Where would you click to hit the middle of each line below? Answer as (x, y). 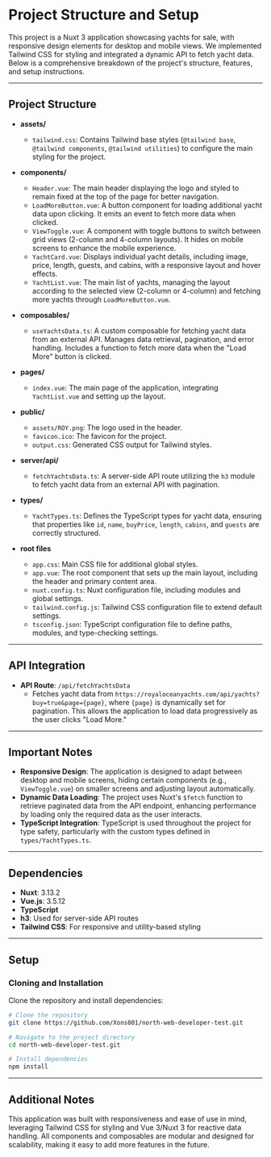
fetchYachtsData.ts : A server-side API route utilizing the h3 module (144, 476)
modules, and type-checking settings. (95, 633)
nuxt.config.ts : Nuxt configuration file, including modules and (136, 590)
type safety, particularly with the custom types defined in (115, 832)
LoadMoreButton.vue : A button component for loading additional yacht (147, 205)
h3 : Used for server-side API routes (79, 918)
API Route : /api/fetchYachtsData (75, 685)
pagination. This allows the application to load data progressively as (145, 711)
